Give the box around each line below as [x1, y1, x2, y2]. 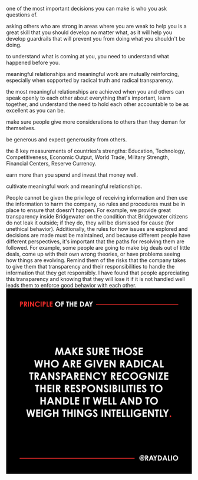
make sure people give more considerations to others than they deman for [6, 118, 187, 125]
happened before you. [6, 59, 60, 66]
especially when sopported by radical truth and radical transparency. [6, 77, 174, 84]
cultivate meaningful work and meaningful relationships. [6, 183, 143, 190]
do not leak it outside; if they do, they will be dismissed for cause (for [6, 219, 174, 226]
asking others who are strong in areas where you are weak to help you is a [6, 23, 187, 29]
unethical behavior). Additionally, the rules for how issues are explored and [6, 226, 188, 232]
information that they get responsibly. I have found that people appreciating [6, 269, 190, 276]
